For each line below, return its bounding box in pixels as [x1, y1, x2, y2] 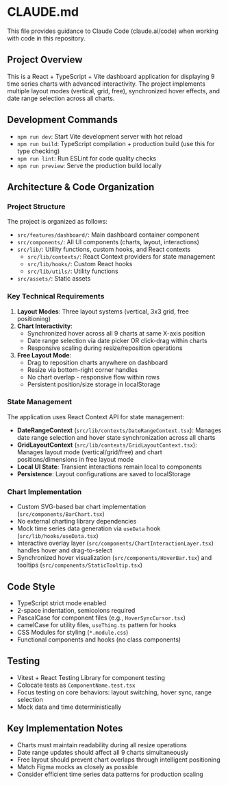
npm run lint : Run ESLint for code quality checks [16, 154, 156, 162]
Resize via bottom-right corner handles [27, 365, 138, 374]
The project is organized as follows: [7, 218, 108, 226]
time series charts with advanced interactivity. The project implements [7, 80, 205, 88]
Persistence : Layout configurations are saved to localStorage [16, 469, 191, 478]
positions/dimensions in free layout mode [16, 455, 134, 463]
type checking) [16, 147, 60, 155]
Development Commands [7, 114, 118, 126]
